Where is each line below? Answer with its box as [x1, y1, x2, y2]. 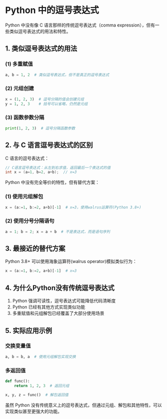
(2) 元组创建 [5, 85, 34, 92]
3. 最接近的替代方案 [5, 244, 66, 253]
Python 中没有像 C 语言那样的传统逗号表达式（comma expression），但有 [5, 22, 156, 28]
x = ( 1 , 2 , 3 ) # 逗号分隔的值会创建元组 [5, 96, 84, 101]
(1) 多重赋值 [5, 60, 33, 67]
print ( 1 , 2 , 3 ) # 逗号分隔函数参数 [5, 125, 76, 130]
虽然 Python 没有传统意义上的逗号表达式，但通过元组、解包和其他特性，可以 [5, 402, 162, 408]
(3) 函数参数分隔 [5, 114, 44, 121]
